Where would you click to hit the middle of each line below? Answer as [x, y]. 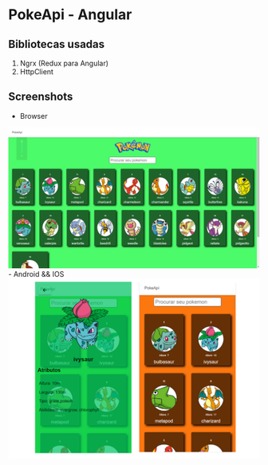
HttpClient [37, 72]
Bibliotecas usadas [57, 44]
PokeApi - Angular [70, 15]
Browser [33, 116]
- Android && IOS [36, 274]
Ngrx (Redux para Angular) [64, 63]
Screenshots [41, 97]
